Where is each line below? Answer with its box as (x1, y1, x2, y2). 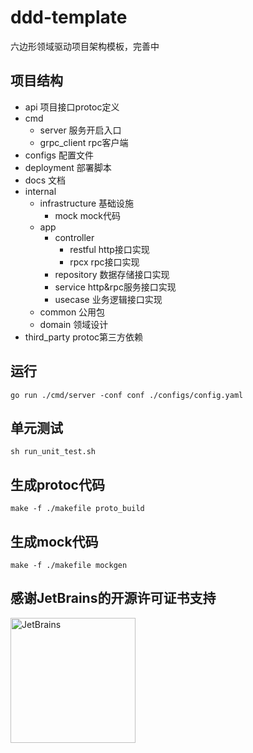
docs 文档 (24, 174, 67, 186)
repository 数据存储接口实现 (54, 268, 170, 280)
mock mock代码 (54, 209, 122, 221)
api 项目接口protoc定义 (24, 101, 120, 113)
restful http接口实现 (69, 243, 150, 255)
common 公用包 (39, 306, 106, 318)
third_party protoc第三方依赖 (24, 331, 144, 343)
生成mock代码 (10, 533, 99, 550)
